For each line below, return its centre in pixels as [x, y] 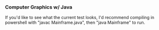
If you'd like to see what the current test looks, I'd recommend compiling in [80, 18]
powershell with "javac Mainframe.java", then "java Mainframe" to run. [75, 22]
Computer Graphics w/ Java [39, 7]
